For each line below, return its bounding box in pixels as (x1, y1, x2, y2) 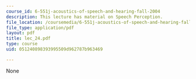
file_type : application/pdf (6, 24, 75, 31)
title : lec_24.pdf (6, 35, 51, 41)
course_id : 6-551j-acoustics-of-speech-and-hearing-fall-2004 (6, 8, 160, 15)
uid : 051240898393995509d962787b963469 (6, 46, 103, 52)
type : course (6, 41, 38, 47)
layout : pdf (6, 30, 35, 36)
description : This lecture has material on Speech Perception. (6, 14, 163, 20)
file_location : (6, 19, 43, 25)
